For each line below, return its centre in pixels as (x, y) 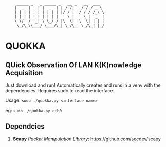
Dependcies (25, 127)
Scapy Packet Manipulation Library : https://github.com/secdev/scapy (87, 139)
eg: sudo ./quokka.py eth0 (34, 110)
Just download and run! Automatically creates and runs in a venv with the (83, 85)
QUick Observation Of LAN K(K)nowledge (73, 65)
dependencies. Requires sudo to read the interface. (60, 90)
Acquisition (24, 73)
